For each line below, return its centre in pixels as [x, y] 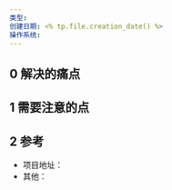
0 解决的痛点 [45, 74]
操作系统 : [25, 35]
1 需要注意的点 [50, 108]
